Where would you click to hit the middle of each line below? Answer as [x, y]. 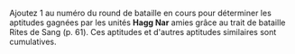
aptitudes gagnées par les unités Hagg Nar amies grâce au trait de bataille [147, 22]
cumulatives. [33, 41]
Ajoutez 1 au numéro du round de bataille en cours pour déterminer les [141, 13]
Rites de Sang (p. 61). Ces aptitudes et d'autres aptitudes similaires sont [143, 32]
